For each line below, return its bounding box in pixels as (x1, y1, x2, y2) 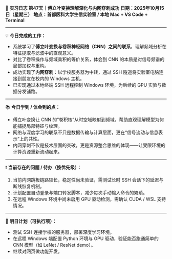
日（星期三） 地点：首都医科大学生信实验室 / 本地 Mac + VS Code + (5, 11, 148, 17)
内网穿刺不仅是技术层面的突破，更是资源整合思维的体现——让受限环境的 (12, 142, 165, 148)
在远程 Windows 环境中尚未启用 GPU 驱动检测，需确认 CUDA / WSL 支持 (12, 196, 166, 202)
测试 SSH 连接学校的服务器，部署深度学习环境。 (12, 229, 115, 235)
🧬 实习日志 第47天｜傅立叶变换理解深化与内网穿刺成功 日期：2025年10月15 (5, 5, 165, 11)
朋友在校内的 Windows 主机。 (21, 75, 84, 82)
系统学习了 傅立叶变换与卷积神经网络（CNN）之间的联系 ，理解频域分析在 (12, 44, 167, 49)
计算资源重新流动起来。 (12, 149, 62, 154)
